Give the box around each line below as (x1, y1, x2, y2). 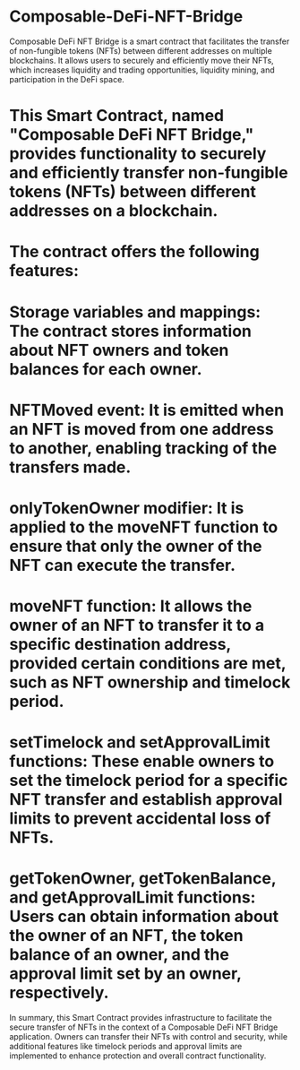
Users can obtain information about (9, 907, 279, 927)
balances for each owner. (9, 358, 203, 379)
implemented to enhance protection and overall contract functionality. (9, 1050, 267, 1061)
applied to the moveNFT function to (9, 517, 279, 537)
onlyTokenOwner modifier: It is (9, 497, 244, 518)
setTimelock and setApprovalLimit (9, 732, 270, 753)
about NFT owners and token (9, 340, 229, 360)
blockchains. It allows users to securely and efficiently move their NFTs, (9, 55, 275, 65)
